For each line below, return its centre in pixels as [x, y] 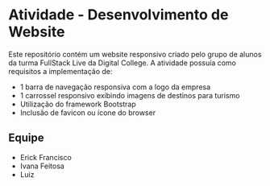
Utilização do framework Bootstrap [78, 104]
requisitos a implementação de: [60, 71]
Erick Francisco [46, 157]
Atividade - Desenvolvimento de [118, 15]
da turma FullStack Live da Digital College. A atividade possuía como [122, 63]
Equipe [26, 138]
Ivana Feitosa [42, 166]
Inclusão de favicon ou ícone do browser [87, 112]
